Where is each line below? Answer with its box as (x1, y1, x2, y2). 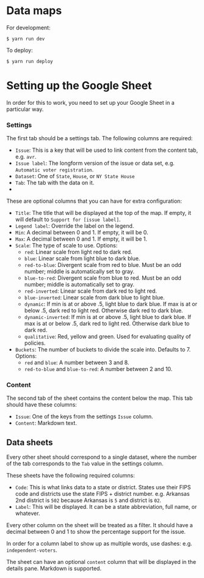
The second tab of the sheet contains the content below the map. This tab (6, 394, 193, 402)
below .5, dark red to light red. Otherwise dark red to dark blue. (24, 307, 183, 314)
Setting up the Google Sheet (6, 79, 152, 92)
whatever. (15, 509, 40, 517)
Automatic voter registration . (15, 166, 94, 173)
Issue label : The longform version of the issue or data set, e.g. (15, 160, 175, 167)
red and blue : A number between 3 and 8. (24, 359, 129, 366)
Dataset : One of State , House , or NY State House (15, 173, 135, 180)
